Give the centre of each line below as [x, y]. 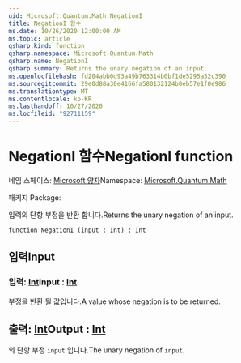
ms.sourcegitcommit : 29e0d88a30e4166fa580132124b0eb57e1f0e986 [117, 83]
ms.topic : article [39, 38]
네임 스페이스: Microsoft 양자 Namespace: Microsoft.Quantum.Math [118, 180]
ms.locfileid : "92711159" [52, 114]
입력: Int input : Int [43, 282]
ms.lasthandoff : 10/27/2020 [56, 106]
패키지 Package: [35, 197]
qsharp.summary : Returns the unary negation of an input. [108, 69]
